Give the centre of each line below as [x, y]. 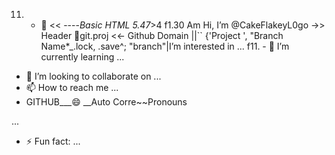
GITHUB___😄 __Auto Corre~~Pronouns [106, 102]
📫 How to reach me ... [72, 87]
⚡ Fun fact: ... [53, 141]
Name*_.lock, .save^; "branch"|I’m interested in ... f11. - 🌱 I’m [165, 46]
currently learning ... [82, 57]
